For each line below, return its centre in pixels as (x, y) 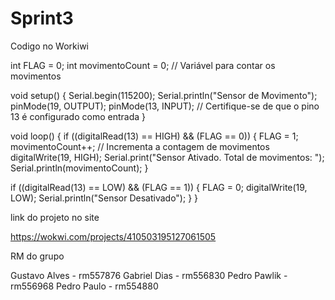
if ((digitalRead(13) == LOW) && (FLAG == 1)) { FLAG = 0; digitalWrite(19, (159, 187)
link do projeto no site (55, 217)
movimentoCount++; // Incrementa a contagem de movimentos (140, 146)
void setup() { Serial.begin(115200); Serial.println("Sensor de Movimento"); (164, 95)
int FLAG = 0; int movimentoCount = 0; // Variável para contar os (143, 65)
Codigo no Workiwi (49, 46)
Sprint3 (42, 18)
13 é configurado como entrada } (78, 116)
